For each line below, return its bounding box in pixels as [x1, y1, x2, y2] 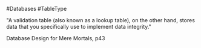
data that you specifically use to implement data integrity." [6, 23, 151, 30]
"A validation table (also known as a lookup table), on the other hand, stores [6, 17, 196, 23]
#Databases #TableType [6, 5, 67, 12]
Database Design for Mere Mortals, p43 [6, 35, 105, 41]
